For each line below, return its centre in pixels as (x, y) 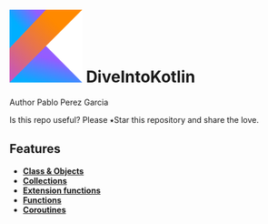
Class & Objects (53, 171)
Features (35, 149)
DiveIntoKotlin (140, 77)
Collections (45, 180)
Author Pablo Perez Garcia (59, 102)
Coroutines (44, 209)
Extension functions (62, 190)
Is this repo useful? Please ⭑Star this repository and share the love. (134, 119)
